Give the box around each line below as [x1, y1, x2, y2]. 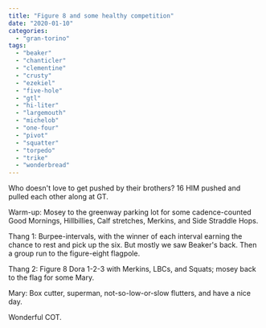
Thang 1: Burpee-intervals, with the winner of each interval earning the [8, 232, 243, 241]
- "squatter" [15, 138, 59, 147]
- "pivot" [15, 131, 48, 139]
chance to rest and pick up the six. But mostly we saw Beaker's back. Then [8, 240, 257, 250]
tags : [8, 42, 27, 50]
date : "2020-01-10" [8, 19, 74, 27]
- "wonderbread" [15, 162, 70, 170]
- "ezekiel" [15, 79, 56, 87]
